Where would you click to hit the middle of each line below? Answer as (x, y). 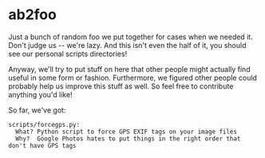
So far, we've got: (37, 110)
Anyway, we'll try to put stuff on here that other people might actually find (129, 69)
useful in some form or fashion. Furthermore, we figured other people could (133, 77)
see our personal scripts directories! (68, 53)
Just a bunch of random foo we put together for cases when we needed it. (131, 37)
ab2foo (33, 15)
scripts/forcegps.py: (44, 124)
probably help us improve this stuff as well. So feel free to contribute (121, 86)
